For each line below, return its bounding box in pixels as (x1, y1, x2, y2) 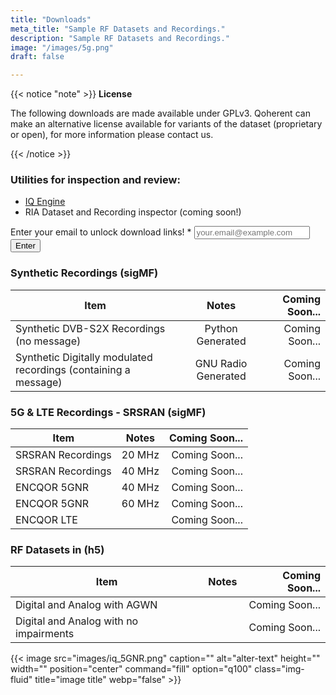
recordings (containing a (15, 362, 131, 376)
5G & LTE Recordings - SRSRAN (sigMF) (10, 405, 207, 419)
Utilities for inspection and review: (10, 173, 181, 187)
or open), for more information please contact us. (10, 129, 214, 141)
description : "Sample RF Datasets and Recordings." (10, 33, 230, 43)
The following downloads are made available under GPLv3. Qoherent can (10, 107, 311, 120)
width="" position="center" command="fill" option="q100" (10, 663, 253, 675)
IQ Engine (24, 196, 66, 208)
